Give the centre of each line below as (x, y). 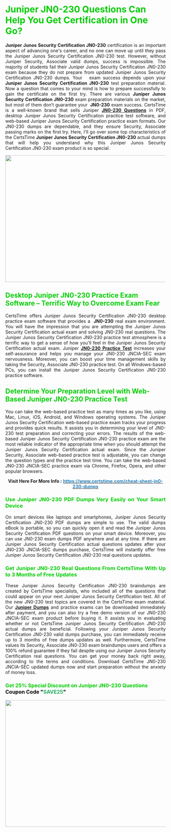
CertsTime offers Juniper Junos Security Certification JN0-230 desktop (85, 316)
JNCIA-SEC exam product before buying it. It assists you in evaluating (85, 618)
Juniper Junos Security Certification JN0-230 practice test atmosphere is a (85, 337)
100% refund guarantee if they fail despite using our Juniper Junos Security (85, 651)
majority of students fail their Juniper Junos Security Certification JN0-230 (85, 67)
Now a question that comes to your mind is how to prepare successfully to (85, 88)
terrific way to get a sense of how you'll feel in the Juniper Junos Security (85, 343)
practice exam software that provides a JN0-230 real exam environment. (86, 321)
